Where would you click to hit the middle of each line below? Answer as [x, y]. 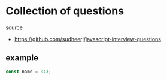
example [22, 58]
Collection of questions [65, 11]
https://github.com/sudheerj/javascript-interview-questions [87, 39]
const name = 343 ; [28, 72]
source [14, 27]
